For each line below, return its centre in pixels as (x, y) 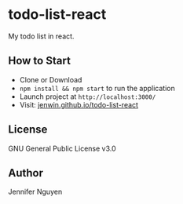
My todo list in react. (41, 36)
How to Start (39, 61)
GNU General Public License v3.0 (62, 148)
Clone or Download (51, 79)
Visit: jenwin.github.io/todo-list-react (79, 104)
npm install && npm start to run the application (97, 88)
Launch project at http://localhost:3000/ (88, 97)
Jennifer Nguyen (35, 192)
